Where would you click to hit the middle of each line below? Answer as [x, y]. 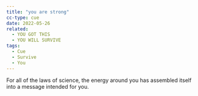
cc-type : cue [23, 18]
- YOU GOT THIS [31, 35]
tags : [13, 46]
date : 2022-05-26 [28, 23]
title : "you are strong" [38, 12]
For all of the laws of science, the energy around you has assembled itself [99, 80]
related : [17, 29]
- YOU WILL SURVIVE [37, 40]
